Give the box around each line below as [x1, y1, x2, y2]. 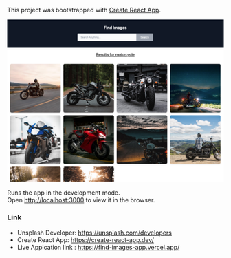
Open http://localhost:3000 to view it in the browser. [7, 195, 155, 204]
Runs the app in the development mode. [7, 189, 120, 197]
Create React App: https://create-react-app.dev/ [16, 235, 155, 244]
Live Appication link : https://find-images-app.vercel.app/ [16, 243, 180, 251]
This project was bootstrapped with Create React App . [7, 6, 162, 14]
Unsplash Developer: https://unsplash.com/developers [16, 228, 172, 237]
